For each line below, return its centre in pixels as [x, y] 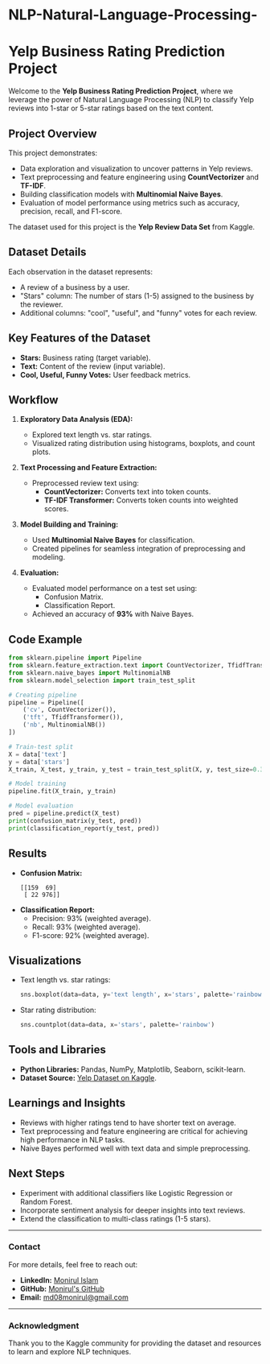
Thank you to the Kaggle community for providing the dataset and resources [135, 1343]
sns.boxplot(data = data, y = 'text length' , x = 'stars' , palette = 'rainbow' [142, 995]
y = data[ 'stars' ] [39, 762]
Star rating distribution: [58, 1010]
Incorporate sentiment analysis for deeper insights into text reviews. [133, 1210]
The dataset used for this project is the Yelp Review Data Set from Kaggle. [132, 226]
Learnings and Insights [67, 1104]
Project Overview [53, 133]
